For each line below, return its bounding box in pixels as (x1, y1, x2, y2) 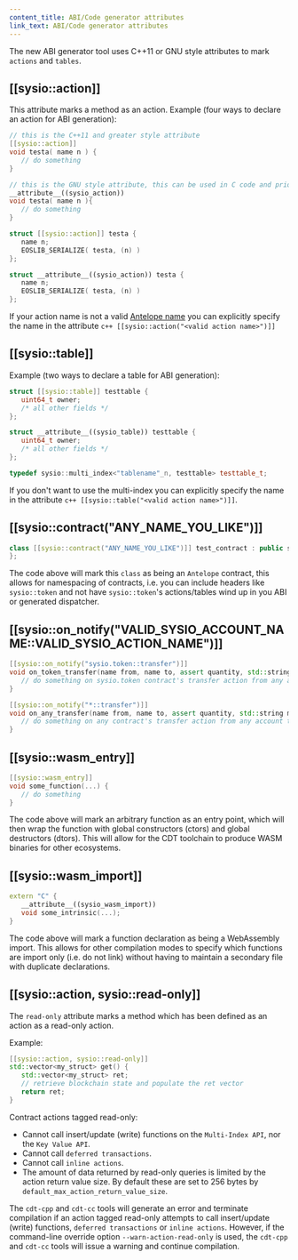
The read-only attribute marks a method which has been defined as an (9, 1010, 268, 1021)
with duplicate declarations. (9, 961, 111, 972)
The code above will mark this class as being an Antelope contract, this (9, 568, 270, 579)
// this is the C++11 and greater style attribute (9, 131, 200, 140)
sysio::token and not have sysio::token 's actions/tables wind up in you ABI (9, 587, 287, 598)
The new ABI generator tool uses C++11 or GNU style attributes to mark (9, 45, 270, 56)
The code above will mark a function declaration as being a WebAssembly (9, 933, 280, 943)
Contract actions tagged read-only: (9, 1112, 138, 1122)
